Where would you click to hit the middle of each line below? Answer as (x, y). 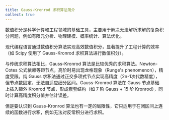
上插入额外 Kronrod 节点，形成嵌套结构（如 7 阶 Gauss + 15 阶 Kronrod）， (82, 89)
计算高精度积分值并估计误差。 (40, 95)
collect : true (20, 15)
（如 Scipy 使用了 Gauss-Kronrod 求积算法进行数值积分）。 (66, 53)
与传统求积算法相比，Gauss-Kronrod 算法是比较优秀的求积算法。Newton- (81, 64)
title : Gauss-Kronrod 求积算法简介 (40, 10)
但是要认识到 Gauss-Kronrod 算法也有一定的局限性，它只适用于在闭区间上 (82, 106)
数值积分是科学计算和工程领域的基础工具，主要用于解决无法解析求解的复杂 (82, 29)
